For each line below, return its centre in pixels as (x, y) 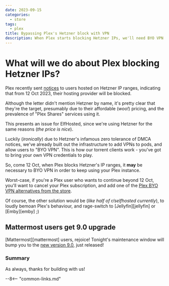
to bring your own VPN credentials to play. (49, 155)
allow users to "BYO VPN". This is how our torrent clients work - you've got (83, 149)
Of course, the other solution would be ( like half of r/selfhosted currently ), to (85, 200)
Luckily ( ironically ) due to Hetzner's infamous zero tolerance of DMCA (78, 139)
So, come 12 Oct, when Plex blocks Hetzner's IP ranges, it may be (74, 165)
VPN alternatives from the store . (39, 191)
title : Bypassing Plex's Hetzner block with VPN (57, 33)
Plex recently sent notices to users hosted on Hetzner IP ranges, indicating (83, 88)
